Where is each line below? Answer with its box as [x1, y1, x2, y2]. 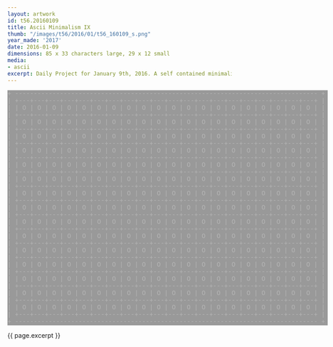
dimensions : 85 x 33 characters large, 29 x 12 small [7, 51, 171, 58]
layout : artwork [7, 10, 55, 18]
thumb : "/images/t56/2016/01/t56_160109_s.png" [7, 30, 152, 38]
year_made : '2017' [7, 37, 62, 44]
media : [7, 57, 27, 64]
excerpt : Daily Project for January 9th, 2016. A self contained [7, 70, 205, 77]
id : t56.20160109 [7, 17, 59, 24]
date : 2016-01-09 [7, 43, 59, 51]
